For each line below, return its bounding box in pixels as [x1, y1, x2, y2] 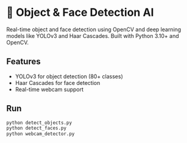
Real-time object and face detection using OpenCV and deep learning [6, 26, 182, 33]
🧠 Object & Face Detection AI [6, 5, 154, 20]
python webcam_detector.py [6, 131, 75, 137]
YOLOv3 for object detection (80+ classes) [15, 73, 124, 80]
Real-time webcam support [15, 86, 84, 93]
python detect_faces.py [6, 125, 67, 131]
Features [6, 56, 41, 67]
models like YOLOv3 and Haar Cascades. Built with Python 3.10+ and [6, 32, 179, 39]
